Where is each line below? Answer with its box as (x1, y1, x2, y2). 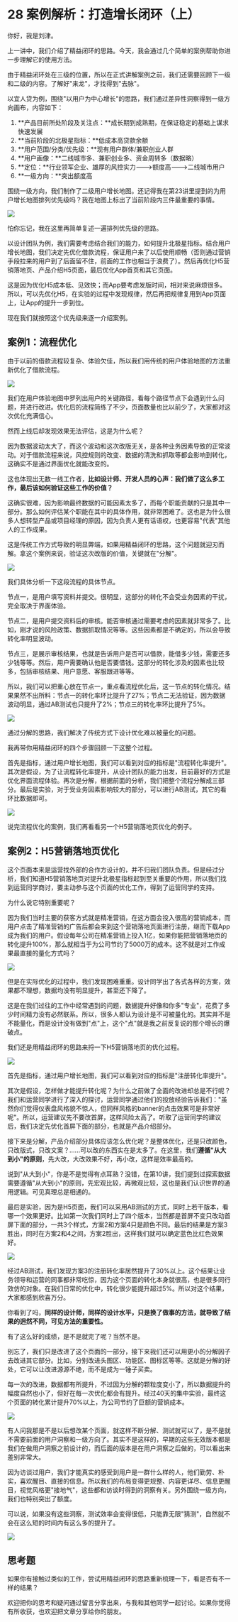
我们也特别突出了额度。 (7, 1494, 76, 1503)
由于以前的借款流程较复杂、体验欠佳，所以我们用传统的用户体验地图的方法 (7, 356, 225, 365)
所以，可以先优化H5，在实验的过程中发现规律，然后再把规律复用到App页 (7, 289, 220, 298)
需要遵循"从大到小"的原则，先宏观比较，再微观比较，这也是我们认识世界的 (7, 1178, 225, 1187)
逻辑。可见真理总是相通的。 (13, 1187, 94, 1196)
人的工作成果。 (7, 525, 51, 533)
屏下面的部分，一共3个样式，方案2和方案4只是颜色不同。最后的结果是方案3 (7, 1220, 228, 1229)
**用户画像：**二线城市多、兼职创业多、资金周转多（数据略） (17, 153, 198, 162)
